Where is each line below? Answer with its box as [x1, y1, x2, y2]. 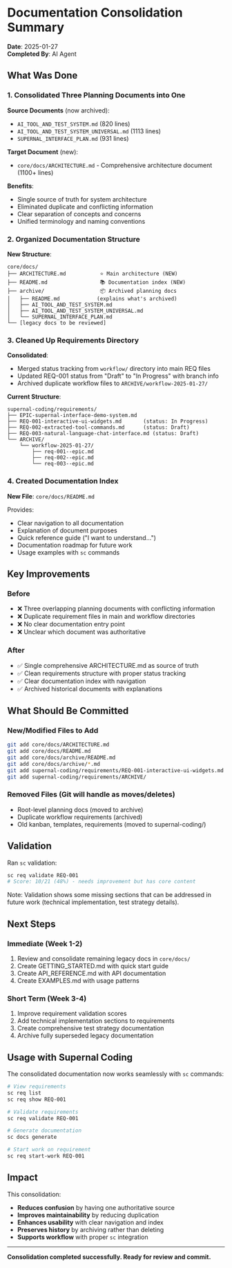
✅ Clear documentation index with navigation [17, 677, 146, 685]
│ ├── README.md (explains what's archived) [7, 295, 177, 302]
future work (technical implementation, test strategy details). [7, 898, 180, 906]
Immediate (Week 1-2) [7, 939, 83, 948]
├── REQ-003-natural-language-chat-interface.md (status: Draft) [7, 430, 199, 437]
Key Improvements [7, 568, 90, 579]
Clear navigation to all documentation [17, 519, 124, 527]
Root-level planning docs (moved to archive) [17, 805, 144, 814]
